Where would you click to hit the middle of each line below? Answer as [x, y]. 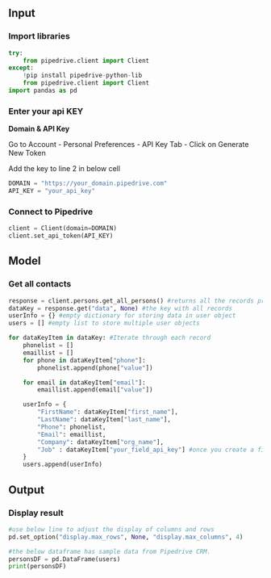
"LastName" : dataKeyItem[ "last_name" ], [104, 420]
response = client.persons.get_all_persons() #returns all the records [131, 301]
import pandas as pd [43, 91]
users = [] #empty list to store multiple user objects [104, 323]
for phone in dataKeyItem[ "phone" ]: [85, 360]
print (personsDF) [38, 567]
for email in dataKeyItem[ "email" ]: [85, 383]
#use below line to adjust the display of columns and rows [112, 529]
